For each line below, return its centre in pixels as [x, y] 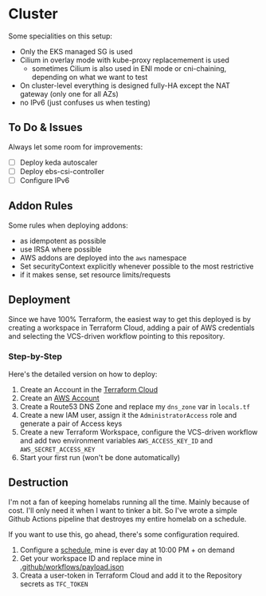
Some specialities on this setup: [61, 36]
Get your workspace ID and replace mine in [91, 558]
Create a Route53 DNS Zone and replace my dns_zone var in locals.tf [135, 406]
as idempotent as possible [63, 240]
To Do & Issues [46, 127]
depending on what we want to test [90, 77]
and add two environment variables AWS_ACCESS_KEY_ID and [116, 440]
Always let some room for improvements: [76, 147]
